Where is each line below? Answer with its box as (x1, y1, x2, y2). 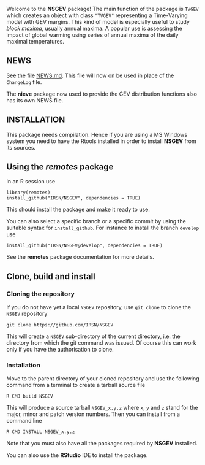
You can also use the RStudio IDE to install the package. (6, 452, 148, 459)
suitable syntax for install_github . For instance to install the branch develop (6, 224, 199, 232)
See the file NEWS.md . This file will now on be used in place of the (6, 72, 174, 79)
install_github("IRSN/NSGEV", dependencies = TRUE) (6, 195, 141, 201)
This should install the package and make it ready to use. (6, 206, 150, 213)
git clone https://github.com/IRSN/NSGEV (6, 322, 114, 328)
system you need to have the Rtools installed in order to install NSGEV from (6, 137, 197, 145)
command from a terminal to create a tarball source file (6, 382, 146, 389)
